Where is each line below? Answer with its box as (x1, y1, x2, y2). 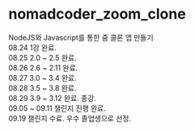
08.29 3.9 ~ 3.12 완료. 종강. (8, 93, 97, 103)
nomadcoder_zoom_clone (8, 5, 186, 23)
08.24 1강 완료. (8, 42, 57, 53)
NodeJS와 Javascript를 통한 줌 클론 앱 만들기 (8, 32, 154, 42)
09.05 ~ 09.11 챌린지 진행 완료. (8, 103, 107, 113)
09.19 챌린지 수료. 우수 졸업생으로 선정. (8, 113, 132, 123)
